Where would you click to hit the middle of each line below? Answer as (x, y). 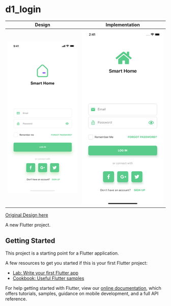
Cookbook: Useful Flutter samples (48, 278)
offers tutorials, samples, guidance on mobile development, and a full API (82, 293)
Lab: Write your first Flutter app (46, 272)
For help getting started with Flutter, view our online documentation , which (83, 288)
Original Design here (27, 215)
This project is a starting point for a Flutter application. (62, 253)
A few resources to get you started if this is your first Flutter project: (76, 263)
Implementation (123, 25)
